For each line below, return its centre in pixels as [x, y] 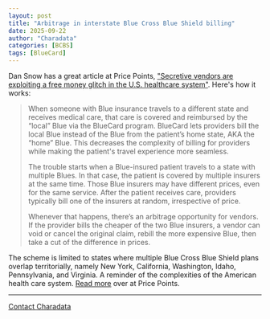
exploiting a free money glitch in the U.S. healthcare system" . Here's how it [132, 84]
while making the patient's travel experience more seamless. [128, 151]
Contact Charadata [40, 307]
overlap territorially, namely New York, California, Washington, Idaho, [123, 266]
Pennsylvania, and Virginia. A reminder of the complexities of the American [133, 275]
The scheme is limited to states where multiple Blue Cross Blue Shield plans [134, 258]
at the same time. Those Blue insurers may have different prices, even [144, 184]
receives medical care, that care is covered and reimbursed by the [137, 117]
